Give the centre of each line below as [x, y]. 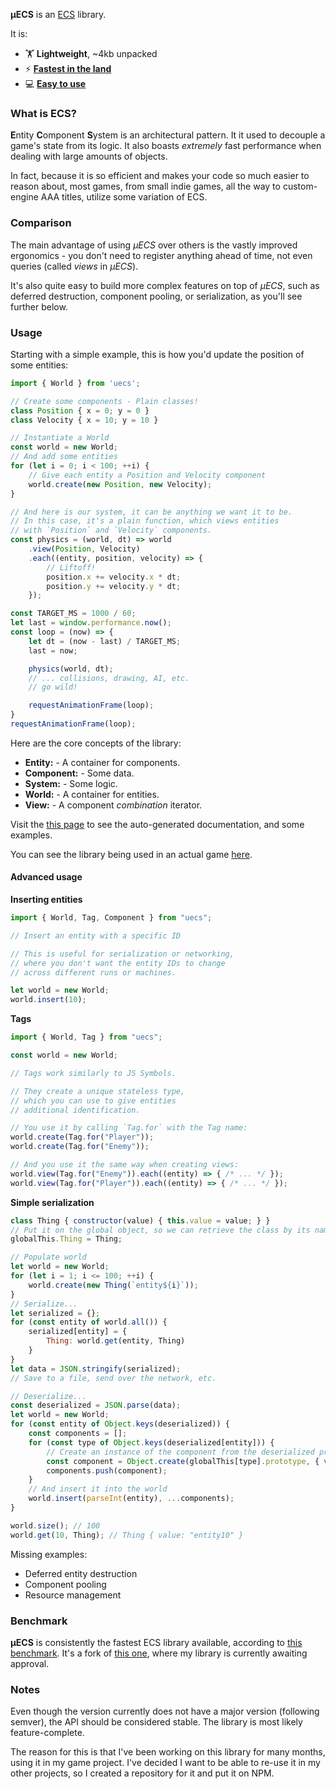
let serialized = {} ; [55, 1313]
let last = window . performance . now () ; [91, 623]
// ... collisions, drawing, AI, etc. [109, 678]
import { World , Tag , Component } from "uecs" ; [111, 918]
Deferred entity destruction [81, 1573]
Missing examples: [49, 1554]
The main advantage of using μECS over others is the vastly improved [154, 245]
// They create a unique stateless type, [98, 1091]
